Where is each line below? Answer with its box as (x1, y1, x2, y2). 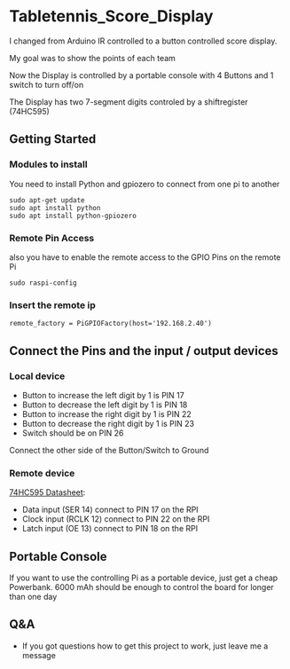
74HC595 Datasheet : (9, 487, 86, 498)
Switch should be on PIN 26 (21, 428, 124, 438)
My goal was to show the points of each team (9, 52, 176, 63)
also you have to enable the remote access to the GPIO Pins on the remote (9, 251, 281, 263)
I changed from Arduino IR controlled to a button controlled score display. (9, 35, 278, 46)
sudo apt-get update (9, 195, 86, 205)
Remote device (9, 467, 75, 479)
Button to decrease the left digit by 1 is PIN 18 (21, 399, 188, 410)
